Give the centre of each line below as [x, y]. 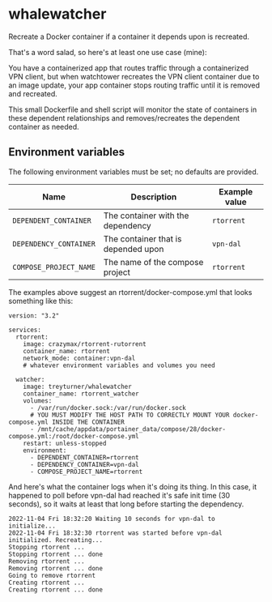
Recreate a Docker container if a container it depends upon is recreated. [129, 36]
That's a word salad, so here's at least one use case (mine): [108, 52]
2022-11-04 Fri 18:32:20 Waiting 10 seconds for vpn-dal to [112, 519]
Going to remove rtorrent [52, 575]
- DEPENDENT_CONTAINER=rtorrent [84, 457]
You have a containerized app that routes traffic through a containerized [129, 68]
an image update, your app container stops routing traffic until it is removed [134, 85]
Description [154, 197]
